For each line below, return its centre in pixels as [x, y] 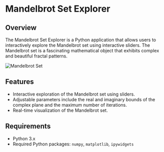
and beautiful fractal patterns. [36, 56]
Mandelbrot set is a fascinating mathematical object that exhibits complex [82, 51]
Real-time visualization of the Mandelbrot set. [60, 110]
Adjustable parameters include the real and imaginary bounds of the [84, 99]
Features [20, 82]
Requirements [28, 126]
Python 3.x [24, 138]
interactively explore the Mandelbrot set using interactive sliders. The [78, 45]
